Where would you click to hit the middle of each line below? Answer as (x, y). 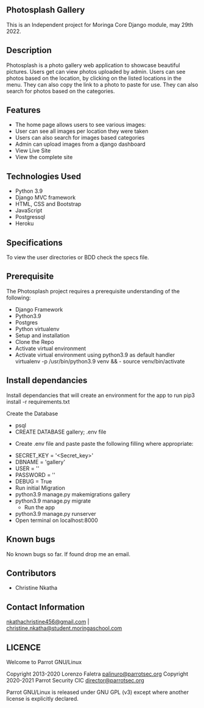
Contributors (31, 573)
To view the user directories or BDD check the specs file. (78, 257)
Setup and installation (42, 335)
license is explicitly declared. (43, 698)
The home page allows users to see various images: (80, 125)
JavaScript (29, 210)
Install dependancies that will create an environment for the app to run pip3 (100, 395)
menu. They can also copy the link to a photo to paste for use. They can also (102, 84)
